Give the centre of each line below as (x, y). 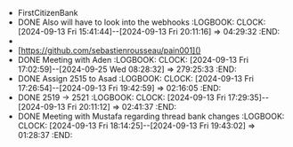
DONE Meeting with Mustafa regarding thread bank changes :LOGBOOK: (151, 116)
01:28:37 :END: (45, 135)
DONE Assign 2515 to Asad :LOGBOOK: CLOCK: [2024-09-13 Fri (135, 78)
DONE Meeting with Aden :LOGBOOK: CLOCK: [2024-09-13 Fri (133, 60)
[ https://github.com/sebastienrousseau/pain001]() (110, 50)
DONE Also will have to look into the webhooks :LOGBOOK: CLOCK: (142, 22)
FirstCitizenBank (48, 13)
